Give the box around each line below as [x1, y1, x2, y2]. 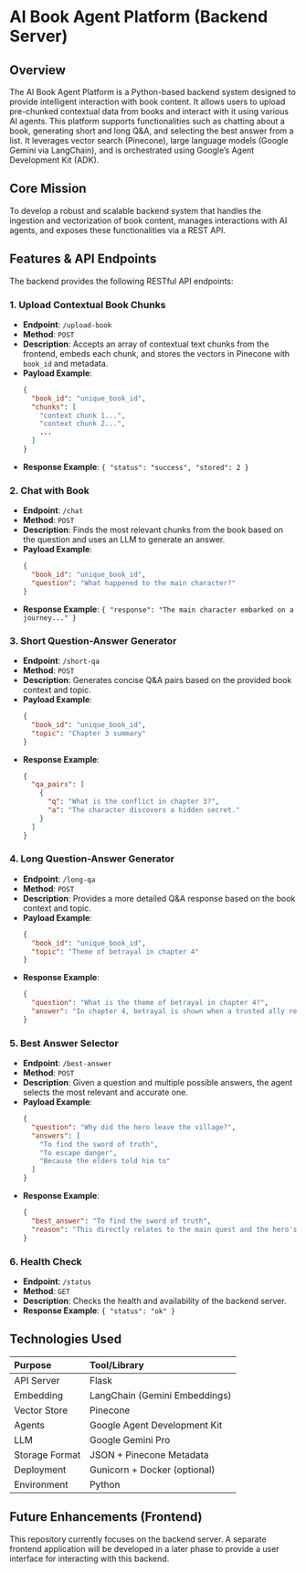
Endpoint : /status [22, 1276, 91, 1287]
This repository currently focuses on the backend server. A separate [9, 1534, 267, 1545]
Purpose [14, 1358, 52, 1371]
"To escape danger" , [39, 1148, 118, 1158]
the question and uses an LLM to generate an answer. [22, 534, 226, 545]
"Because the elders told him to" [39, 1157, 171, 1166]
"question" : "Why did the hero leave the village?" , [31, 1122, 237, 1131]
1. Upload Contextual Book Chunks [9, 298, 166, 311]
